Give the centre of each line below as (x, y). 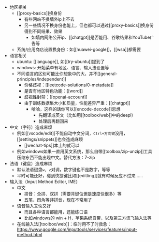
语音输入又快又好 (34, 206)
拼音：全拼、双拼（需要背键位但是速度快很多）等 (73, 194)
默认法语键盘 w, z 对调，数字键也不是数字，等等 (64, 169)
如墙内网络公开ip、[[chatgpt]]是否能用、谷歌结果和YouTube (91, 37)
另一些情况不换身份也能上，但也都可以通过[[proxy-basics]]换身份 (89, 25)
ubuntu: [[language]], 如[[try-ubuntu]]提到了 (61, 61)
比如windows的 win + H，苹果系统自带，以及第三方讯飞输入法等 (88, 218)
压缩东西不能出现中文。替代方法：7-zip (56, 157)
